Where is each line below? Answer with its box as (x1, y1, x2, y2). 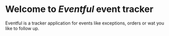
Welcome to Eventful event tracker (5, 3, 154, 15)
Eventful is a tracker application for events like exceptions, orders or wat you (5, 20, 164, 26)
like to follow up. (5, 25, 39, 31)
